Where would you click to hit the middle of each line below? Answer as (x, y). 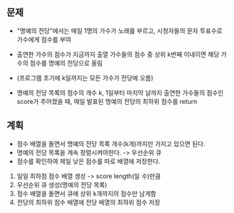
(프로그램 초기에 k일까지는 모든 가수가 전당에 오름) (85, 78)
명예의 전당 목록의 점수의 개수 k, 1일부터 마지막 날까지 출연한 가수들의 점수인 (120, 92)
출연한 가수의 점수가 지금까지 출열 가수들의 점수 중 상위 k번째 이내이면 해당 (118, 54)
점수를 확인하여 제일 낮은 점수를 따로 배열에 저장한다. (88, 161)
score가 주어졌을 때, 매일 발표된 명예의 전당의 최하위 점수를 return (107, 101)
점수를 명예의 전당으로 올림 (66, 63)
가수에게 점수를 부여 (44, 39)
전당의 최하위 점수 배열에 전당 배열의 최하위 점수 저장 (88, 202)
